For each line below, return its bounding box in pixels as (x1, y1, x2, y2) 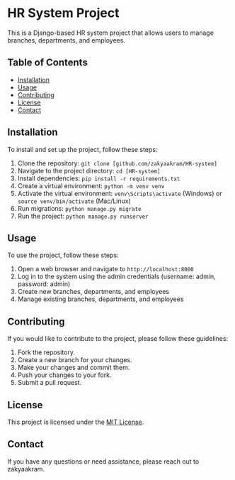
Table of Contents (7, 57, 88, 69)
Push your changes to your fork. (17, 371, 112, 379)
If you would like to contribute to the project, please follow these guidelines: (7, 334, 229, 343)
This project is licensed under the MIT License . (7, 418, 144, 426)
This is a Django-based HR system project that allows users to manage (7, 28, 214, 37)
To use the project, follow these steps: (7, 251, 119, 260)
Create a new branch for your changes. (17, 356, 132, 364)
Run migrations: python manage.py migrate (17, 204, 142, 212)
